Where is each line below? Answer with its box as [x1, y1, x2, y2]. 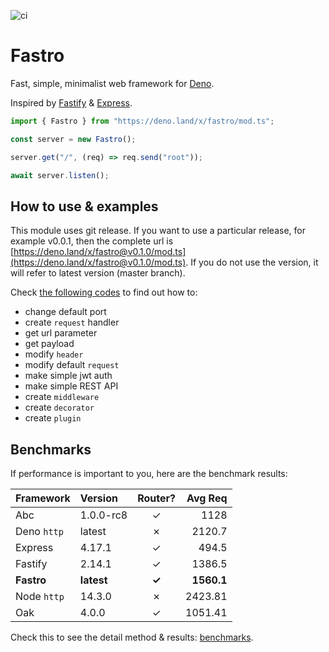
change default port [24, 306, 107, 318]
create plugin [24, 412, 82, 424]
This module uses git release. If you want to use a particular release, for [10, 225, 306, 237]
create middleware [24, 391, 100, 403]
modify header [24, 348, 84, 360]
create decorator [24, 401, 95, 414]
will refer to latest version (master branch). [10, 267, 186, 279]
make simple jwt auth [24, 370, 113, 382]
